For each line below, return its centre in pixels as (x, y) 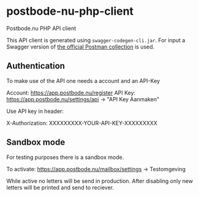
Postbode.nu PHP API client (41, 28)
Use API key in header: (35, 111)
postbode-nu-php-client (70, 11)
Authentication (36, 66)
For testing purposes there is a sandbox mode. (65, 157)
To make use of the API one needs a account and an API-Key (83, 80)
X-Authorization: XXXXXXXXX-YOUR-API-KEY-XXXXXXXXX (82, 123)
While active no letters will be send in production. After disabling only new (100, 181)
